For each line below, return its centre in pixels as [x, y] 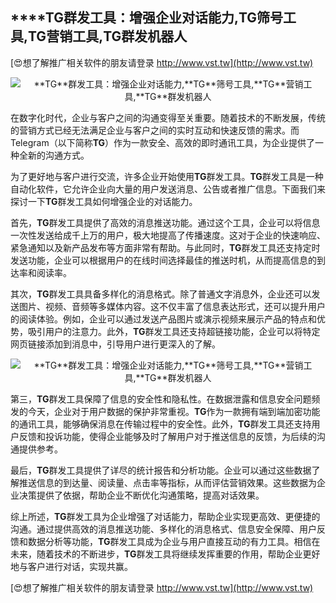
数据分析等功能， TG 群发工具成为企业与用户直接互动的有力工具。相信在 [174, 541]
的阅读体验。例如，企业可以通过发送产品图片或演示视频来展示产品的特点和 [163, 319]
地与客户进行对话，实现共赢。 [71, 566]
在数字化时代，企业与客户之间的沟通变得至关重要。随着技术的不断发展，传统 [168, 117]
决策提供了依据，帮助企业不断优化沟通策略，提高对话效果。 [141, 495]
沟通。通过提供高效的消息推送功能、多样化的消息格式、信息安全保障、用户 [163, 529]
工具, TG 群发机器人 [130, 36]
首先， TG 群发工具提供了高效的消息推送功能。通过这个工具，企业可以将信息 [165, 222]
